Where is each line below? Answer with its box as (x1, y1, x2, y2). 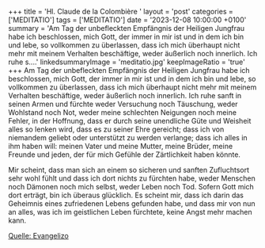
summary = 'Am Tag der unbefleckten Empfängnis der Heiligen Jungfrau (8, 24, 245, 32)
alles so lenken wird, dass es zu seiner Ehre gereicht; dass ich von (8, 124, 225, 134)
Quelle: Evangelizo (8, 231, 69, 240)
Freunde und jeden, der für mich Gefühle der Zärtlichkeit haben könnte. (8, 150, 241, 159)
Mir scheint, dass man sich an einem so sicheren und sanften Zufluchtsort (8, 166, 249, 174)
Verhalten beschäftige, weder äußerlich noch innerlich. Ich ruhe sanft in (8, 91, 242, 100)
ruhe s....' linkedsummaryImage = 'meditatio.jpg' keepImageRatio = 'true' (8, 57, 245, 67)
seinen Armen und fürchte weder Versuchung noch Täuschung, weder (8, 99, 239, 109)
